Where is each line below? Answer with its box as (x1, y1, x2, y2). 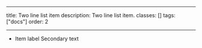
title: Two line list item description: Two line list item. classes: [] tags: (6, 12, 176, 18)
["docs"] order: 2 (6, 18, 49, 25)
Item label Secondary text (14, 35, 79, 42)
